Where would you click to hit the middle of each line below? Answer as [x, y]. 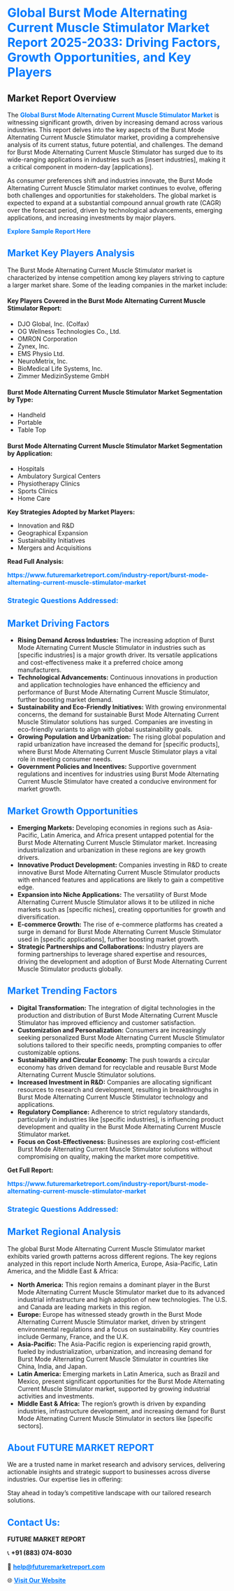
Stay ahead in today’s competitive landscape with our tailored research [109, 1493]
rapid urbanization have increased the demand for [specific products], [118, 744]
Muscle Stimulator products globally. [70, 969]
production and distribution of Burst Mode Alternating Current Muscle [117, 1015]
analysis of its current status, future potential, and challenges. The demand [115, 144]
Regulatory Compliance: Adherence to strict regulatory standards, [114, 1112]
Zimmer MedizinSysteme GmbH [63, 376]
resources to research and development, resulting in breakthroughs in [118, 1089]
